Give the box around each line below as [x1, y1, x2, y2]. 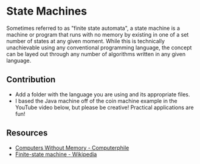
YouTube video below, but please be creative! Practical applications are [15, 104, 194, 111]
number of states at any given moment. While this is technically [6, 37, 165, 45]
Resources [6, 128, 48, 138]
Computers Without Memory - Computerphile [15, 144, 129, 151]
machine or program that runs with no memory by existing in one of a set [6, 30, 189, 38]
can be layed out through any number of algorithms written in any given [6, 50, 186, 57]
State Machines [6, 4, 87, 18]
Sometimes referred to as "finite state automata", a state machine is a [6, 24, 181, 32]
